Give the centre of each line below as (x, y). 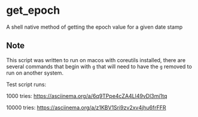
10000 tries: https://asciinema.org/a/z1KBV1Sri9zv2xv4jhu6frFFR (86, 107)
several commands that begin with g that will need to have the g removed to (99, 66)
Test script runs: (26, 84)
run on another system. (35, 73)
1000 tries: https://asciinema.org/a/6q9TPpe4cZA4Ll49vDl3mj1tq (87, 96)
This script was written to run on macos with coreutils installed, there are (96, 60)
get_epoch (33, 10)
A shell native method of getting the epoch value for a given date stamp (95, 27)
